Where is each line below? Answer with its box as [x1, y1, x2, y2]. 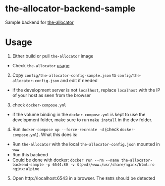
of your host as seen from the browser [12, 92, 91, 98]
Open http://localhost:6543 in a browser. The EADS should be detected [12, 175, 155, 181]
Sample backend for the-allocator [5, 19, 74, 25]
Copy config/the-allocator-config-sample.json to [12, 72, 116, 78]
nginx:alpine [12, 166, 40, 171]
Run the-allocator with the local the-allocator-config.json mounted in [12, 141, 160, 147]
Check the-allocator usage [12, 62, 70, 68]
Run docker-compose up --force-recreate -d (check [12, 126, 119, 132]
